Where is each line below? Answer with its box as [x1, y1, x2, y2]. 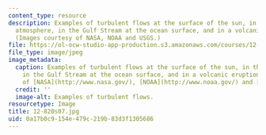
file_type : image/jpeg [8, 48, 83, 56]
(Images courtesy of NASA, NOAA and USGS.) [15, 33, 161, 42]
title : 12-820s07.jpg [8, 108, 80, 116]
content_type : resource [8, 11, 87, 20]
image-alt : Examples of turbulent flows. [15, 93, 154, 101]
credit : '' [15, 85, 51, 94]
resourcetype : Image [8, 100, 77, 108]
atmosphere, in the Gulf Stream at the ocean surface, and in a [15, 26, 232, 34]
